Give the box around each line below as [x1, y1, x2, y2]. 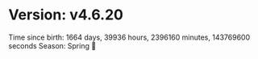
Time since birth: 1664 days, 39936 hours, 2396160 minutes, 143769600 [8, 32, 251, 42]
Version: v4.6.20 [8, 6, 123, 24]
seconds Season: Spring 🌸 [8, 40, 97, 50]
